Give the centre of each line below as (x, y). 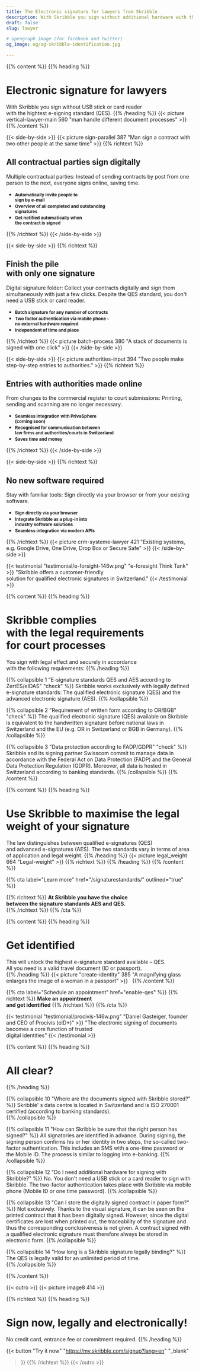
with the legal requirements (75, 633)
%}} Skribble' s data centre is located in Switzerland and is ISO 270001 (93, 1105)
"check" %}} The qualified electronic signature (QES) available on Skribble (97, 717)
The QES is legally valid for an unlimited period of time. (73, 1258)
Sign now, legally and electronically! (97, 1323)
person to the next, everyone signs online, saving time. (73, 183)
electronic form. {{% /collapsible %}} (51, 1240)
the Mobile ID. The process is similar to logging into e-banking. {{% (88, 1154)
